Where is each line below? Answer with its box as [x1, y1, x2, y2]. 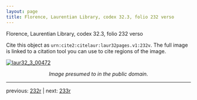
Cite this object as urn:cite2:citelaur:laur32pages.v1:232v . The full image [6, 42, 188, 49]
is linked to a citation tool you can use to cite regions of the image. [6, 47, 167, 54]
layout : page [6, 8, 38, 15]
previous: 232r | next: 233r [6, 87, 72, 94]
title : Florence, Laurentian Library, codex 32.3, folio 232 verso [6, 14, 175, 20]
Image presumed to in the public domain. [49, 70, 148, 77]
